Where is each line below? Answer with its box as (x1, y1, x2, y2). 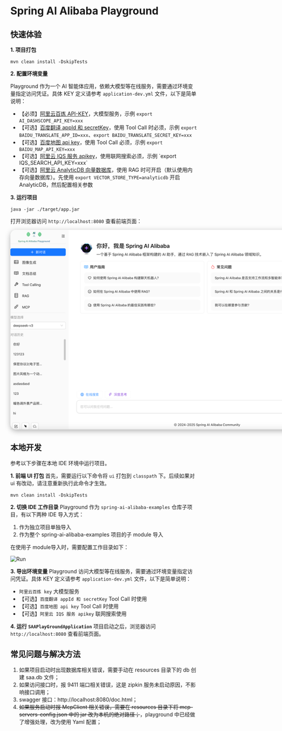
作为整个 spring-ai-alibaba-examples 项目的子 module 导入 (18, 531, 163, 538)
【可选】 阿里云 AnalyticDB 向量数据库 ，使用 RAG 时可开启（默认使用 (18, 167, 188, 173)
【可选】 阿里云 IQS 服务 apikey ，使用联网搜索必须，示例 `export (18, 153, 176, 159)
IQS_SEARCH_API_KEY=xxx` (18, 159, 88, 166)
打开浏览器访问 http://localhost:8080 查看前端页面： (10, 218, 142, 224)
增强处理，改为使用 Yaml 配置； (24, 718, 102, 725)
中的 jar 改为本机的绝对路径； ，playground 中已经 (68, 711, 190, 718)
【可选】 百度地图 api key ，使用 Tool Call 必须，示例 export (18, 139, 163, 146)
